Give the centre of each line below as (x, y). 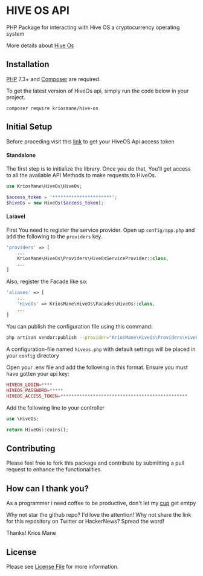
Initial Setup (29, 127)
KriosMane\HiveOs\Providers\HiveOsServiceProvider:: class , (93, 259)
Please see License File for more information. (63, 567)
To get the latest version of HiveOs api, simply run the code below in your (98, 91)
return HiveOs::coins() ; (37, 430)
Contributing (31, 448)
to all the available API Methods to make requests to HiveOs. (81, 175)
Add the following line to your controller (55, 407)
